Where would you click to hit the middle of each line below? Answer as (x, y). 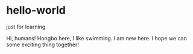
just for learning (26, 27)
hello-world (36, 10)
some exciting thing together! (43, 45)
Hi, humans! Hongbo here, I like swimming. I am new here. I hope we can (96, 38)
